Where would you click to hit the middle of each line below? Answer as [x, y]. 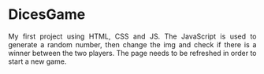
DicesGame [47, 15]
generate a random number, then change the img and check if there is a [132, 44]
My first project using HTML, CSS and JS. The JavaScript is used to [132, 36]
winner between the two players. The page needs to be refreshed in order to [132, 53]
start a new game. [37, 61]
